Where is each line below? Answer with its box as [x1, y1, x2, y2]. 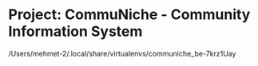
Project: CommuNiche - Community [8, 6, 251, 24]
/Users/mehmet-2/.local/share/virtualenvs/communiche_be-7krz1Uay [8, 49, 236, 58]
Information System [8, 22, 143, 41]
